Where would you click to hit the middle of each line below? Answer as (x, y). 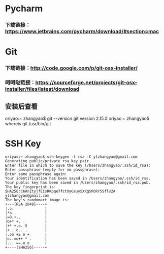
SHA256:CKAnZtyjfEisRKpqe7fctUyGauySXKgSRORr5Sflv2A (60, 191)
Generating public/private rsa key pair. (48, 161)
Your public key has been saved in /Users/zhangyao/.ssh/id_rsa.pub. (78, 182)
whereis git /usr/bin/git (28, 123)
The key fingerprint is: (31, 187)
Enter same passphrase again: (36, 174)
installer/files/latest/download (42, 89)
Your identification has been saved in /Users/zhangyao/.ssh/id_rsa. (78, 178)
